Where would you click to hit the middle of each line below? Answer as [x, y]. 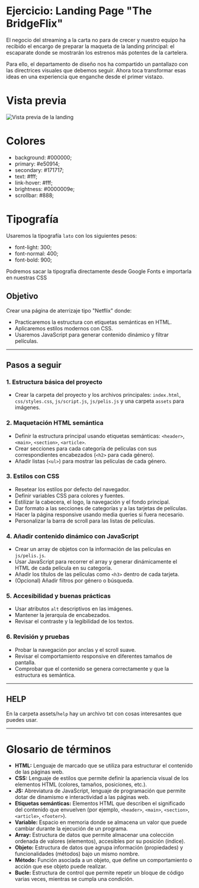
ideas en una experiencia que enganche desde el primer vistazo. [85, 77]
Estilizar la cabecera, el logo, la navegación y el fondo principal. [92, 502]
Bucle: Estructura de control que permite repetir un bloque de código [99, 873]
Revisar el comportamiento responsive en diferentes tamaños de [94, 656]
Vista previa [36, 101]
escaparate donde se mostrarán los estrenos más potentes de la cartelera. [97, 52]
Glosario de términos [59, 749]
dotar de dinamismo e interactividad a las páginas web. [82, 797]
